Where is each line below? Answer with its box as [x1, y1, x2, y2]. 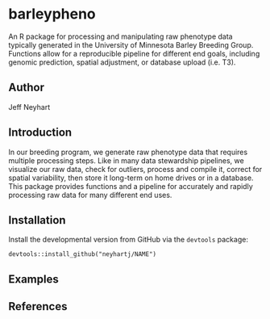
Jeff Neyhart [8, 102, 51, 111]
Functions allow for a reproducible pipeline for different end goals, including [8, 48, 260, 58]
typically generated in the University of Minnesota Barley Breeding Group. [8, 40, 254, 49]
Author [8, 81, 44, 94]
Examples [8, 272, 59, 286]
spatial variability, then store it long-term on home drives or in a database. [8, 173, 254, 183]
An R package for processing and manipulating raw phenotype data [8, 31, 233, 41]
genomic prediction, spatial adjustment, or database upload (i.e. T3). [8, 57, 236, 67]
